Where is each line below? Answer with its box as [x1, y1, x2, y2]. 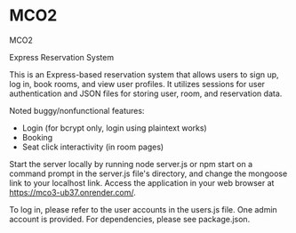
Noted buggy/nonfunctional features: [9, 105, 145, 116]
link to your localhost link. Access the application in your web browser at [9, 177, 275, 188]
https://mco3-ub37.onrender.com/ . [9, 187, 136, 197]
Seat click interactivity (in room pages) [21, 141, 164, 152]
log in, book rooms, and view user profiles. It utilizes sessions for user [9, 78, 265, 89]
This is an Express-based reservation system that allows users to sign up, [9, 68, 279, 80]
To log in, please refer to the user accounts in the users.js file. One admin [9, 204, 277, 214]
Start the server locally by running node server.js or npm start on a [9, 158, 253, 169]
